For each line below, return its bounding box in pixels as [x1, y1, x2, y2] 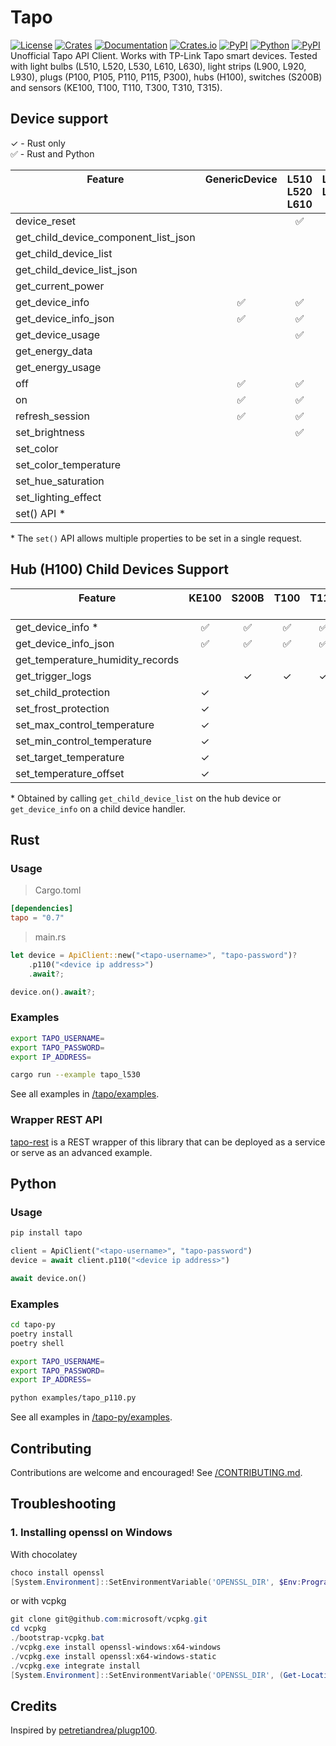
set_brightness [15, 425, 85, 439]
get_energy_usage [15, 360, 102, 374]
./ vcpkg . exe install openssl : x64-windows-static [10, 1651, 217, 1661]
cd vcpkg [10, 1624, 47, 1634]
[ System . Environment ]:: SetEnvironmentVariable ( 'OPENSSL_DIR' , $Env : [10, 1577, 302, 1587]
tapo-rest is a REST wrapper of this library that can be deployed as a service [10, 1136, 326, 1148]
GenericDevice [204, 172, 278, 186]
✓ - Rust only [10, 137, 66, 149]
